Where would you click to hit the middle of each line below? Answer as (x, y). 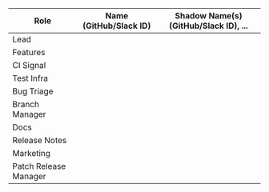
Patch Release (39, 166)
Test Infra (30, 78)
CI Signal (29, 65)
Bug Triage (33, 91)
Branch (26, 104)
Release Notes (40, 140)
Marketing (31, 153)
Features (29, 52)
